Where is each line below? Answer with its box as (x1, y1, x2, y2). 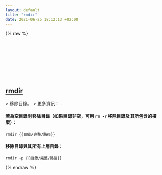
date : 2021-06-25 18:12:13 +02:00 (5, 17, 79, 22)
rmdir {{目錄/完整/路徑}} (5, 132, 56, 137)
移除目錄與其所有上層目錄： (5, 143, 63, 149)
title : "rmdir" (5, 12, 38, 17)
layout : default (5, 7, 40, 13)
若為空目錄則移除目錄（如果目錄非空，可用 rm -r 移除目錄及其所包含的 (5, 113, 152, 119)
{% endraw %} (5, 164, 37, 170)
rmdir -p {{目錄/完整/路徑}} (5, 155, 62, 161)
